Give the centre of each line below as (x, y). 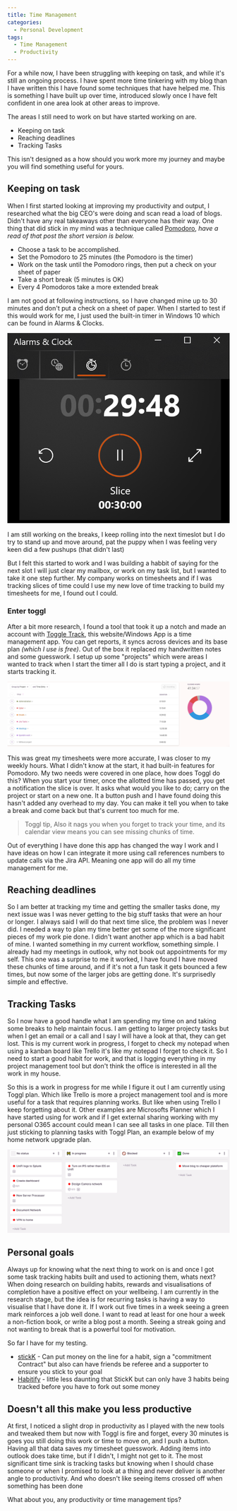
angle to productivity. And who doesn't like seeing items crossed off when (115, 1479)
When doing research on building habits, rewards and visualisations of (109, 1284)
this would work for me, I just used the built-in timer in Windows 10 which (114, 315)
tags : (15, 37)
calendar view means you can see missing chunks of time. (110, 831)
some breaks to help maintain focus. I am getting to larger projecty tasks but (118, 1029)
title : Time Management (42, 15)
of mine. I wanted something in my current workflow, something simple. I (113, 944)
